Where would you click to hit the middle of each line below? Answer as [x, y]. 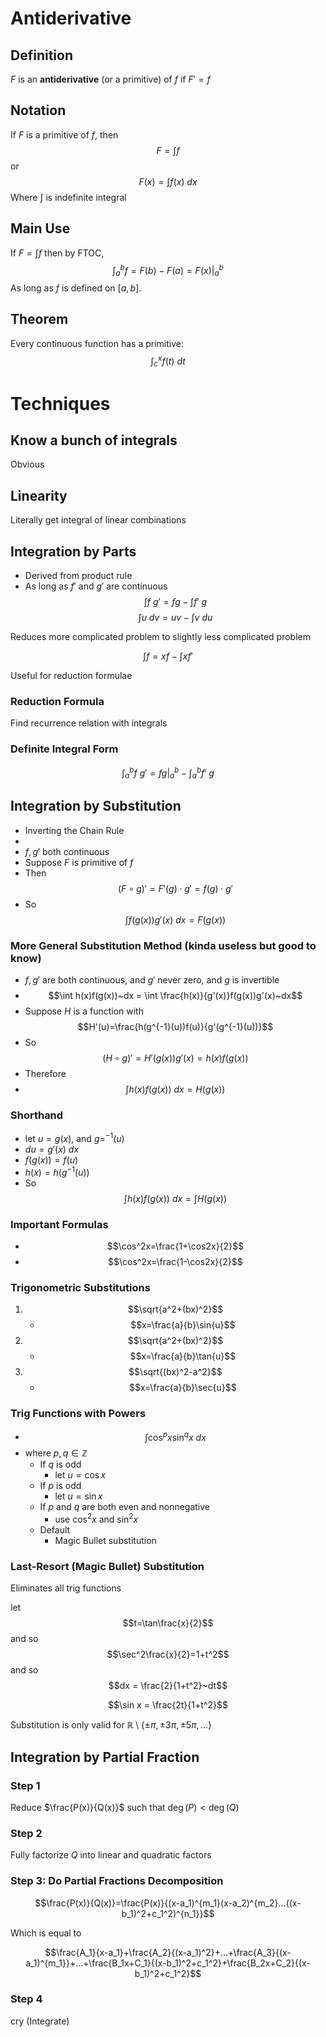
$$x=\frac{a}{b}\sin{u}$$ [183, 1325]
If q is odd [60, 1464]
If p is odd [60, 1486]
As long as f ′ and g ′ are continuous [96, 586]
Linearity [39, 495]
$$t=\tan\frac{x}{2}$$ [168, 1623]
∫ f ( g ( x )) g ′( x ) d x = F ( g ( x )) [175, 919]
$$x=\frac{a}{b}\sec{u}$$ [182, 1388]
